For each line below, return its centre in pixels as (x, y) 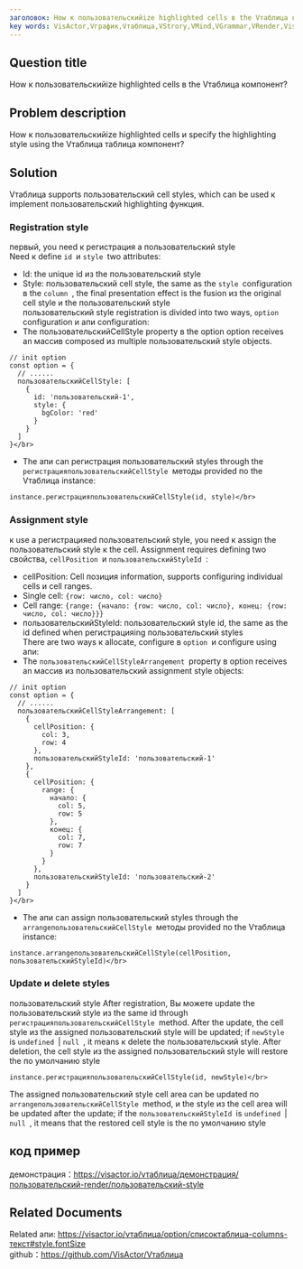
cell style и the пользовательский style (96, 303)
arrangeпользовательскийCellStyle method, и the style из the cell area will (148, 1104)
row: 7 (70, 845)
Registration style (49, 227)
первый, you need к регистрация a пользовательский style (123, 247)
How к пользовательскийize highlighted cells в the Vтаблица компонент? (149, 84)
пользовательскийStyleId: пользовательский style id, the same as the (155, 622)
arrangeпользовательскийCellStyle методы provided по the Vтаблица (154, 927)
